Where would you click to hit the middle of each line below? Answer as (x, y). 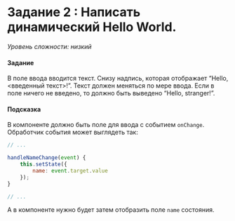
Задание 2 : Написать (74, 12)
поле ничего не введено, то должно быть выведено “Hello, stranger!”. (111, 93)
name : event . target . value (70, 170)
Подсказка (24, 109)
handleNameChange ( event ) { (47, 158)
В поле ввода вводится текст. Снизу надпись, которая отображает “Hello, (118, 79)
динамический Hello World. (92, 27)
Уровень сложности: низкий (49, 46)
